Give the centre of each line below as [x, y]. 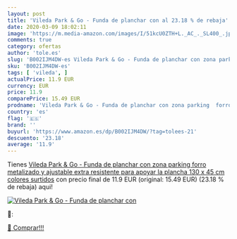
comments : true [30, 40]
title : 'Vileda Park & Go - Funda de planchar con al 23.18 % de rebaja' [118, 20]
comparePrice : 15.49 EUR [44, 99]
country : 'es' [28, 112]
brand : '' [22, 125]
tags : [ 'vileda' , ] [38, 72]
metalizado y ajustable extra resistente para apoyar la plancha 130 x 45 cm [116, 172]
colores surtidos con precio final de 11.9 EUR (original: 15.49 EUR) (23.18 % [116, 179]
